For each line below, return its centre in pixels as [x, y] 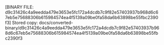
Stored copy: [25, 22]
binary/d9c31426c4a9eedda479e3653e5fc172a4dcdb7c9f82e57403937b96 [82, 28]
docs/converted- [56, 22]
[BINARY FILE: [19, 7]
